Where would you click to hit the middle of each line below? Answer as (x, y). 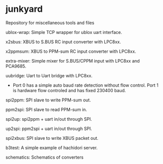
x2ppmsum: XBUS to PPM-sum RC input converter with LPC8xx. (71, 51)
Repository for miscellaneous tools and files (50, 23)
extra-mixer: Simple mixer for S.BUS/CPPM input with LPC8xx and (73, 61)
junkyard (24, 9)
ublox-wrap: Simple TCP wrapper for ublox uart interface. (64, 32)
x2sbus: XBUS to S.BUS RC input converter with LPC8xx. (63, 42)
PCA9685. (16, 66)
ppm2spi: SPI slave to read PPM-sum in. (47, 109)
